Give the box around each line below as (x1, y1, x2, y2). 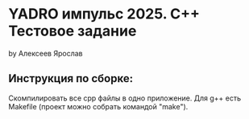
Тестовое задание (8, 22, 137, 40)
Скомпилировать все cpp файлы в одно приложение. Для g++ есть (8, 93, 242, 103)
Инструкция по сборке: (8, 72, 134, 85)
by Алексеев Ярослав (8, 48, 83, 58)
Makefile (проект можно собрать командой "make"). (8, 101, 189, 111)
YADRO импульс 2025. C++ (8, 5, 200, 23)
